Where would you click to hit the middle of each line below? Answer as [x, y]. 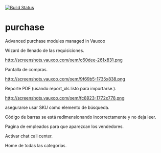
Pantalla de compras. [26, 69]
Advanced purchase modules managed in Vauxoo [55, 41]
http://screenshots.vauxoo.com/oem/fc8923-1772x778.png [65, 98]
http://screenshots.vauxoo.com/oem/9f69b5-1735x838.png [65, 79]
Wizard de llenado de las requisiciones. [45, 50]
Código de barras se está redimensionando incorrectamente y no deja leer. [81, 117]
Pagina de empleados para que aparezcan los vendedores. [64, 126]
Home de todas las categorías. [36, 145]
